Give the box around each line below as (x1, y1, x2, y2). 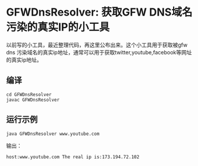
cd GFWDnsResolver (6, 91, 52, 97)
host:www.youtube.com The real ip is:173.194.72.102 (6, 153, 140, 160)
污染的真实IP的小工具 (6, 20, 110, 34)
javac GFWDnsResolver (6, 97, 60, 103)
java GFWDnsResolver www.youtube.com (6, 131, 100, 137)
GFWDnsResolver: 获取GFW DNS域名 (6, 5, 193, 19)
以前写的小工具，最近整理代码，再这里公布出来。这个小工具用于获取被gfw (6, 41, 188, 48)
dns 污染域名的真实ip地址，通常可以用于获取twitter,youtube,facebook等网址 (6, 48, 192, 56)
